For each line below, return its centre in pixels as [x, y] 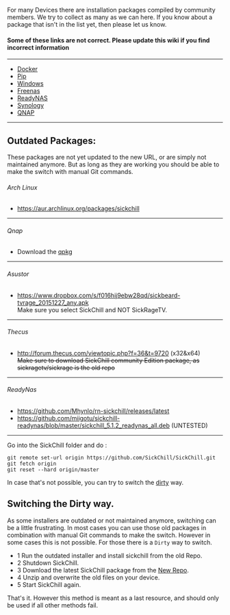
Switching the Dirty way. [61, 504]
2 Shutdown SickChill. [48, 563]
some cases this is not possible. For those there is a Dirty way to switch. [110, 542]
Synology [30, 105]
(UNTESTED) [189, 426]
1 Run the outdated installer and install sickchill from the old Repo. [110, 555]
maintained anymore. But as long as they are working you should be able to [113, 164]
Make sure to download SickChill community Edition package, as [108, 360]
